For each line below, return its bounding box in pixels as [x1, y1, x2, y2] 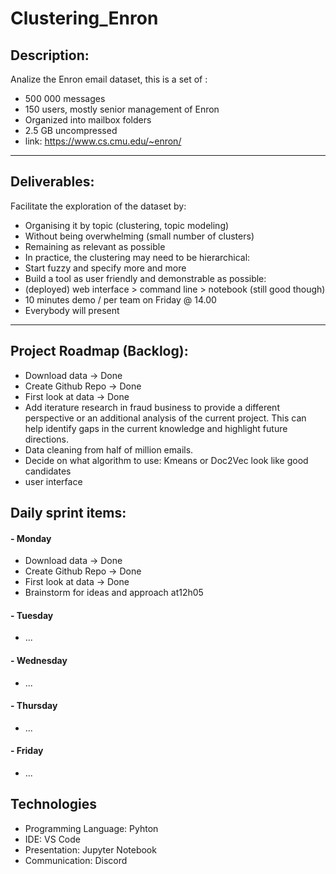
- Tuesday [10, 609, 54, 621]
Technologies [10, 796, 98, 813]
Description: [10, 47, 90, 64]
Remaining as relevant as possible [24, 240, 166, 252]
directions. [24, 433, 70, 445]
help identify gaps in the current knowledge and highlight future [24, 422, 288, 434]
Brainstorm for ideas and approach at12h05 [24, 587, 204, 599]
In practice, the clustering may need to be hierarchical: [24, 251, 251, 263]
